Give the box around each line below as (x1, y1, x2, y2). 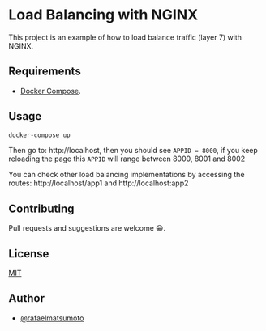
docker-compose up (8, 131, 71, 139)
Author (8, 291, 45, 305)
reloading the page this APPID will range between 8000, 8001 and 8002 (8, 154, 246, 163)
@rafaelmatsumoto (19, 313, 84, 323)
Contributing (8, 202, 75, 215)
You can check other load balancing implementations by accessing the (8, 170, 245, 180)
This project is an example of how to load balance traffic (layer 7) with (8, 32, 242, 42)
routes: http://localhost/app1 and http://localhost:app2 (8, 178, 189, 188)
